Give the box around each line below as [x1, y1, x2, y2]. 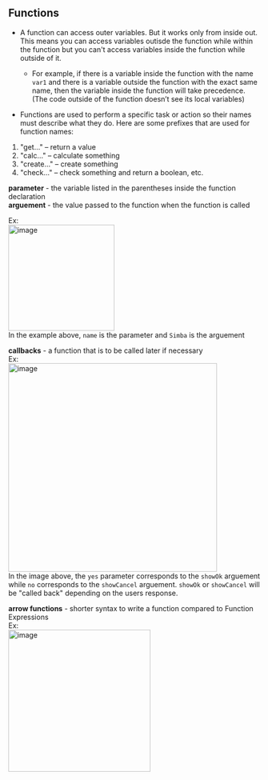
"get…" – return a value [19, 142, 96, 151]
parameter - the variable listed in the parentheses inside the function [8, 183, 236, 193]
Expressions [8, 612, 50, 622]
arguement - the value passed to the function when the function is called [8, 200, 250, 210]
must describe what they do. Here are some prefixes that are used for [19, 118, 250, 127]
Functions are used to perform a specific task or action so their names [19, 110, 252, 119]
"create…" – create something [19, 159, 118, 169]
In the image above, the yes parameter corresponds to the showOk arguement [8, 571, 261, 581]
